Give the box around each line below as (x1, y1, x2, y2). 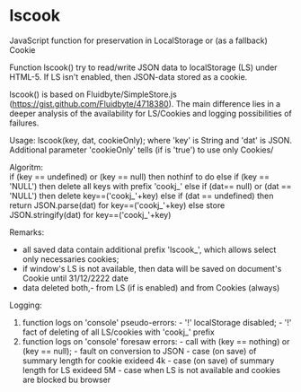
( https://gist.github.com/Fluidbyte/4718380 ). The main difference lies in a (9, 98, 281, 109)
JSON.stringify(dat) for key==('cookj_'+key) (9, 209, 172, 220)
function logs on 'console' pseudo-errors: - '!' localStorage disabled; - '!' (22, 317, 292, 327)
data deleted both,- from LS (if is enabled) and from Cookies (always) (22, 282, 280, 292)
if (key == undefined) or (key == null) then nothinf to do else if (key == (9, 171, 270, 182)
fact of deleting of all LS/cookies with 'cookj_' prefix (22, 327, 216, 337)
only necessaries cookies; (22, 253, 120, 265)
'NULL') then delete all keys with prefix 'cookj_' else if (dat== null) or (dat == (9, 180, 292, 191)
